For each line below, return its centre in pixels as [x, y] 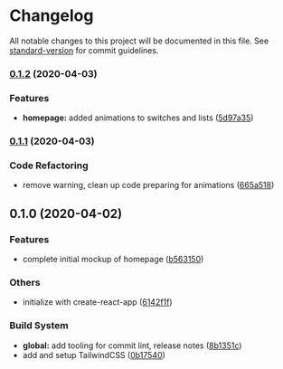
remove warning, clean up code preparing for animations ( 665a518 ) [148, 185]
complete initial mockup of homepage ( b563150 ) [113, 260]
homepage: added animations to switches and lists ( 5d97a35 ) [138, 118]
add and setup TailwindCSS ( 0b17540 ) [94, 355]
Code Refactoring [49, 166]
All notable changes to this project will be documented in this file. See [139, 41]
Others [25, 282]
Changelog [52, 16]
